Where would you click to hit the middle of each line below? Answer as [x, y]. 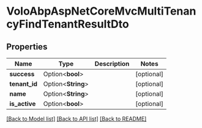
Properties [27, 47]
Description [112, 64]
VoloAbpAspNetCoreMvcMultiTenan [101, 11]
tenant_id [24, 84]
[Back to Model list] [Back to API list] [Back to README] [77, 119]
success [22, 74]
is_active [23, 104]
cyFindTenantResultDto [68, 24]
